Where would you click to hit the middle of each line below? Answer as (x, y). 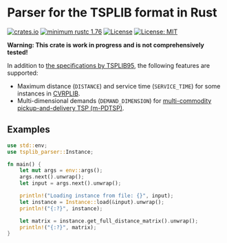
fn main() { (24, 164)
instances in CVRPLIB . (48, 93)
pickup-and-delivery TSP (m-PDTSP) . (71, 108)
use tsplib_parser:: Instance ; (51, 152)
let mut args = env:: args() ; (61, 171)
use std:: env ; (28, 146)
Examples (29, 129)
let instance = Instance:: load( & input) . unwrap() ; (92, 202)
